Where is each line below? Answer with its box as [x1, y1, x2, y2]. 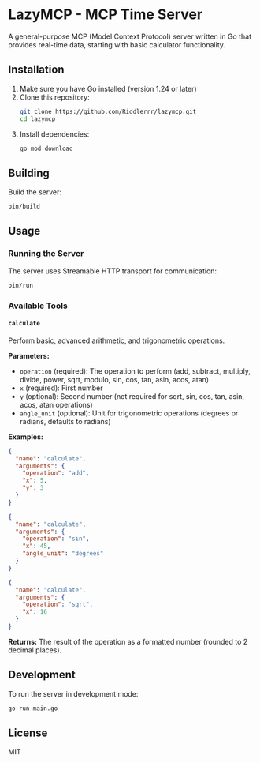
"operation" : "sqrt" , [22, 600, 93, 609]
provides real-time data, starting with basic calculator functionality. [8, 39, 226, 49]
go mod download [19, 145, 73, 152]
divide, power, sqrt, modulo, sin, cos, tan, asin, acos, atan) [19, 374, 210, 384]
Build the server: [8, 187, 61, 197]
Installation [8, 63, 65, 77]
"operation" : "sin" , [22, 535, 90, 543]
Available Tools [8, 300, 69, 311]
